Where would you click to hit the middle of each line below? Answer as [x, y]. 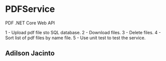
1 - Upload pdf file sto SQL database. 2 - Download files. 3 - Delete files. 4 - [83, 32]
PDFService [30, 9]
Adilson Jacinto [30, 53]
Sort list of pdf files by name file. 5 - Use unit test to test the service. [76, 38]
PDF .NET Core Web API [30, 23]
